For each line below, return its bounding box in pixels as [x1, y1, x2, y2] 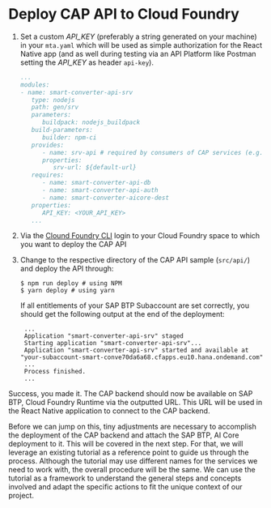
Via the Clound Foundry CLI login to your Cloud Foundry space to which [19, 231, 260, 241]
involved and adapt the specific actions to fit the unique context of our [8, 482, 243, 492]
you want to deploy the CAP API [19, 240, 127, 250]
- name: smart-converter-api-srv [19, 88, 133, 96]
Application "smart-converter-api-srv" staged [23, 332, 184, 340]
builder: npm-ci [41, 133, 97, 142]
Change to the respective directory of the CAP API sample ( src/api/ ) [19, 255, 251, 265]
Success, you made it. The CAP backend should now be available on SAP [8, 389, 253, 399]
